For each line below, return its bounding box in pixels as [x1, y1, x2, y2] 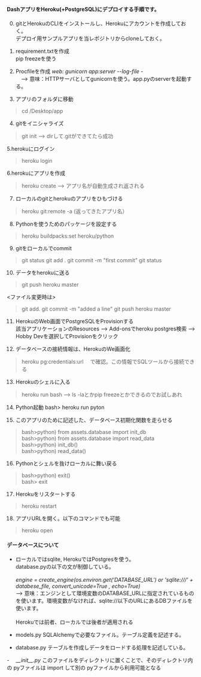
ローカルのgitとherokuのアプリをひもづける [15, 195, 123, 202]
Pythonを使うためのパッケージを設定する [15, 220, 117, 227]
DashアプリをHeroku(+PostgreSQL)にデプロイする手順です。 [7, 5, 160, 13]
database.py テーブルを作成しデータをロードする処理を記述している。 [15, 644, 189, 651]
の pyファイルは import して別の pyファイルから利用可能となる [7, 664, 161, 672]
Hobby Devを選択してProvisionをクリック [15, 333, 118, 340]
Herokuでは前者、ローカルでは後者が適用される [15, 618, 133, 626]
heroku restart [21, 503, 57, 510]
